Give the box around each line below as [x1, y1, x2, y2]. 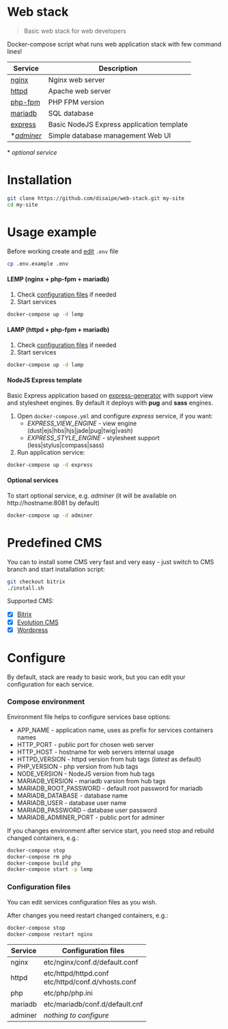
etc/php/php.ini [43, 989, 94, 998]
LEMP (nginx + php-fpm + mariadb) [7, 275, 110, 283]
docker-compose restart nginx [7, 930, 94, 938]
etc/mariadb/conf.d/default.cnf [43, 1000, 143, 1009]
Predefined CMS [7, 535, 102, 550]
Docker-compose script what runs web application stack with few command [7, 40, 222, 48]
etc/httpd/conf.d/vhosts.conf [43, 977, 137, 987]
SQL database [48, 108, 94, 118]
